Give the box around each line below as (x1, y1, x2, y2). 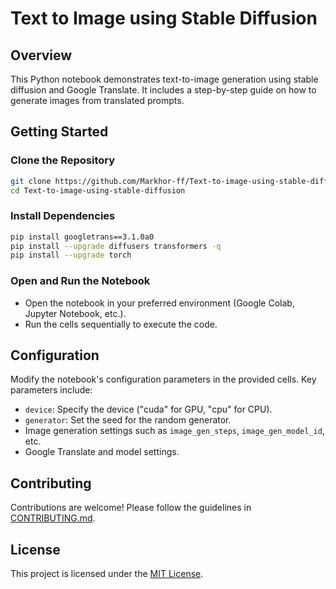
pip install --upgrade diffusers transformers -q (10, 241, 222, 251)
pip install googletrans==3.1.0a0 (10, 232, 155, 242)
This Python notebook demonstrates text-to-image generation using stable (10, 73, 319, 85)
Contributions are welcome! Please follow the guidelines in (10, 502, 252, 514)
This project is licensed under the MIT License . (10, 568, 204, 580)
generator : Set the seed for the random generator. (24, 414, 232, 426)
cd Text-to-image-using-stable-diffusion (10, 185, 186, 196)
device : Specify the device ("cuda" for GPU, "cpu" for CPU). (24, 403, 273, 416)
